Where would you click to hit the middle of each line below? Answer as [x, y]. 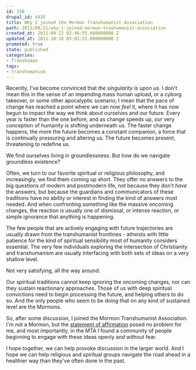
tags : [13, 66]
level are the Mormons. [34, 307]
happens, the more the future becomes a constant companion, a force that [96, 132]
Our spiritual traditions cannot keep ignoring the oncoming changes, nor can [98, 282]
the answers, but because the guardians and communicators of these [90, 192]
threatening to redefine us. [38, 144]
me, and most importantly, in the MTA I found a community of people [89, 331]
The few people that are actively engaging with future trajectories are [90, 228]
